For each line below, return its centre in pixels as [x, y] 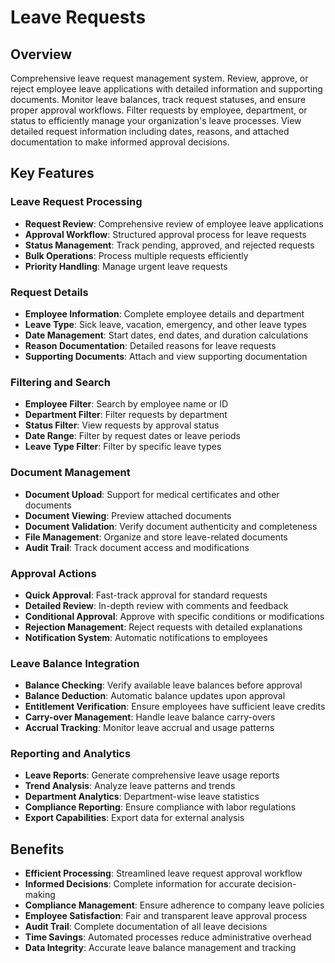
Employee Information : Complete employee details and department [164, 313]
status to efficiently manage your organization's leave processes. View [156, 120]
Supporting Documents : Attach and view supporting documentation [166, 356]
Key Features [52, 173]
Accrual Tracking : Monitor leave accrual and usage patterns [149, 728]
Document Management [70, 473]
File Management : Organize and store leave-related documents [156, 537]
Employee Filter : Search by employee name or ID [126, 404]
